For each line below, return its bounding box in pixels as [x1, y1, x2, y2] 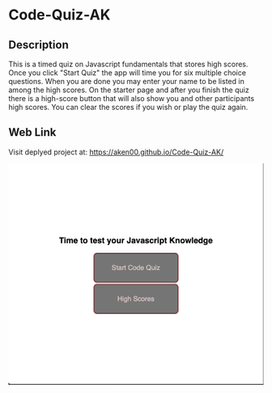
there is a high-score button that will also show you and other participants [8, 94, 255, 103]
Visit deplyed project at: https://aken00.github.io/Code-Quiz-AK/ [8, 147, 224, 157]
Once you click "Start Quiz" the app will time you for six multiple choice [8, 68, 247, 78]
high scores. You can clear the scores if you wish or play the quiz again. [8, 103, 249, 112]
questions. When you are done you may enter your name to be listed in [8, 77, 244, 86]
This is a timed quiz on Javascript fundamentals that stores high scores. [8, 59, 249, 69]
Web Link [8, 125, 57, 139]
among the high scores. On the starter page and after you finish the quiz [8, 85, 249, 95]
